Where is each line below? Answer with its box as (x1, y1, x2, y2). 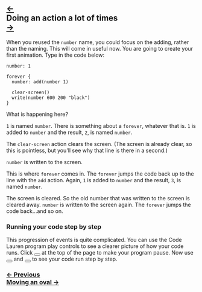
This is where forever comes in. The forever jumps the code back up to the (6, 170, 194, 177)
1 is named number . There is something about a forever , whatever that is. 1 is (6, 122, 196, 129)
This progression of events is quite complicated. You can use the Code (6, 236, 182, 244)
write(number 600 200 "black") (11, 95, 90, 101)
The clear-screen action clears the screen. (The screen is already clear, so (6, 140, 192, 147)
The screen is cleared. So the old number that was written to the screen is (6, 194, 190, 202)
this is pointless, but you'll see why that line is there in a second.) (6, 147, 168, 154)
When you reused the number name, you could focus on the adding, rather (6, 38, 189, 46)
